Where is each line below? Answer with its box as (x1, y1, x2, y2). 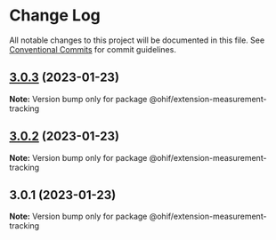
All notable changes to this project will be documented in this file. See (9, 35, 265, 45)
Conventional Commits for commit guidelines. (9, 44, 176, 54)
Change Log (9, 5, 101, 26)
